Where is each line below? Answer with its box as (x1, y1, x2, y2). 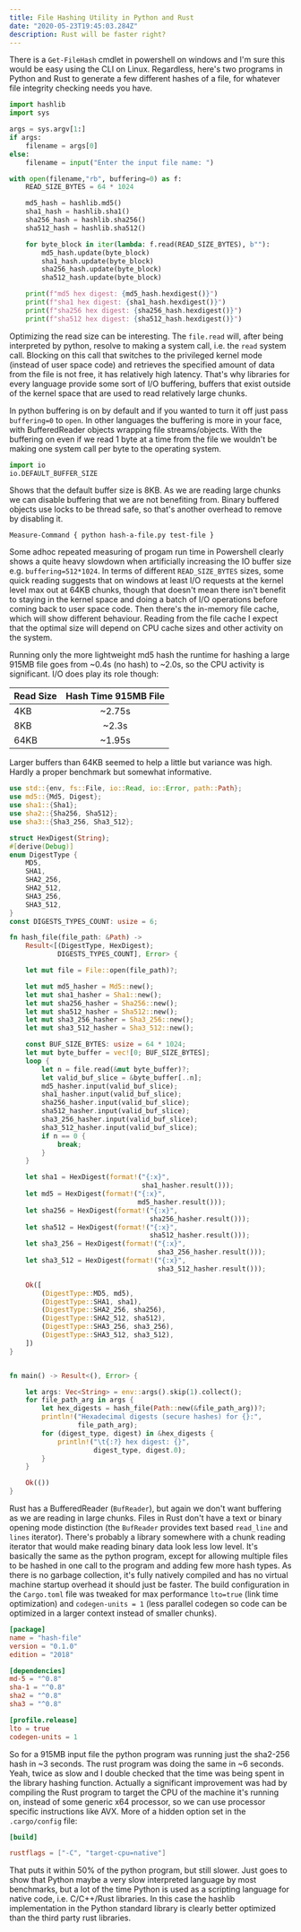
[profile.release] (9, 1715, 78, 1725)
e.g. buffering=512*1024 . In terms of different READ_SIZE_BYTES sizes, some (9, 565, 284, 576)
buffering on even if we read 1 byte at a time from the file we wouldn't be (9, 434, 278, 444)
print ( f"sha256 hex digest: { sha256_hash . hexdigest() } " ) (25, 306, 243, 315)
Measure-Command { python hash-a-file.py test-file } (9, 530, 215, 540)
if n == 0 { (41, 1131, 87, 1141)
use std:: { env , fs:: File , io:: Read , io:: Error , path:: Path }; (9, 784, 243, 793)
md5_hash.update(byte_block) (41, 248, 150, 257)
